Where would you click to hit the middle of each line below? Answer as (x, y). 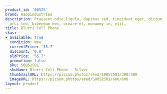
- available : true (24, 38)
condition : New (25, 42)
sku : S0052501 (24, 65)
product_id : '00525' (27, 10)
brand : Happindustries (29, 14)
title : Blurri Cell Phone (32, 28)
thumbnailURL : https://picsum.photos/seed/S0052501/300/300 (73, 75)
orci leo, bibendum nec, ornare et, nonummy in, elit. (68, 24)
